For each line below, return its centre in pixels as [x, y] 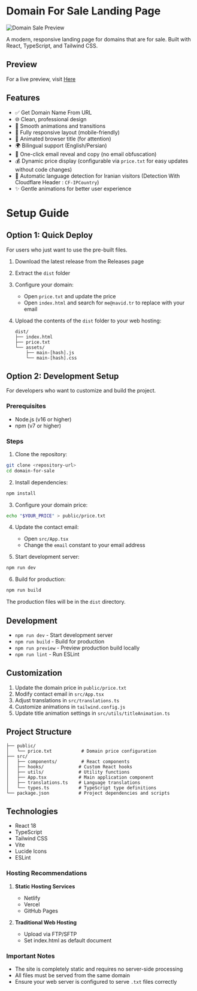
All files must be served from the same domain [72, 975]
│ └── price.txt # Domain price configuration [81, 751]
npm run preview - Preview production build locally [77, 648]
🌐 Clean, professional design [51, 119]
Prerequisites [26, 406]
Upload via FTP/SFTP [50, 934]
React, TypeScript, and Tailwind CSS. [52, 46]
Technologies [32, 812]
